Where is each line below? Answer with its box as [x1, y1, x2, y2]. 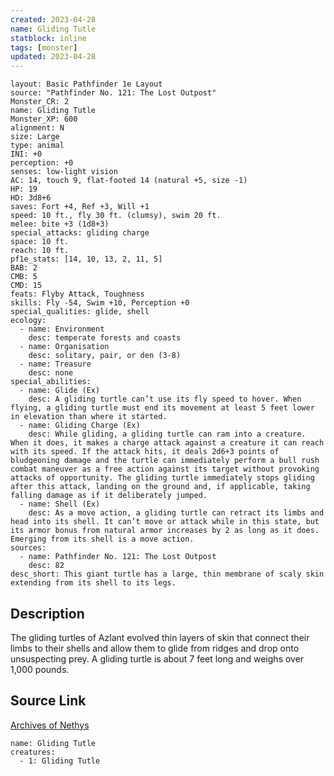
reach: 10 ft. [10, 246, 70, 256]
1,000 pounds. [10, 663, 70, 675]
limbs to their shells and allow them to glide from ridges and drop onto [10, 642, 300, 654]
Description [10, 605, 85, 622]
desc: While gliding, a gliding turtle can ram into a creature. [28, 429, 307, 440]
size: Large [10, 132, 60, 142]
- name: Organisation [19, 342, 110, 352]
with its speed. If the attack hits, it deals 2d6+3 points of [10, 447, 280, 457]
